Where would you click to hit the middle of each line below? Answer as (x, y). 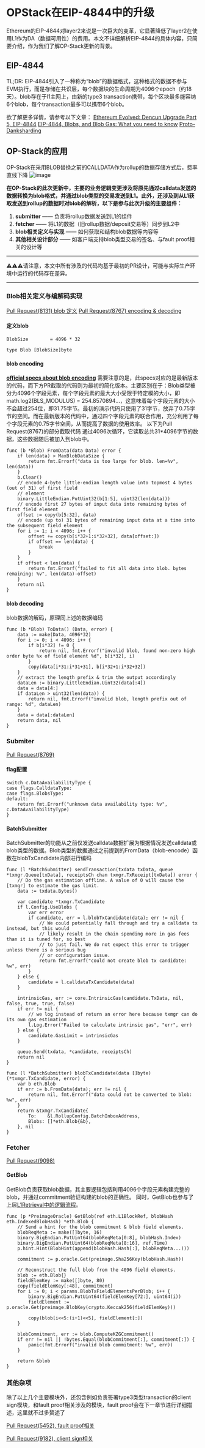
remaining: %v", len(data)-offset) (52, 574)
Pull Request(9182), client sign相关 (50, 1438)
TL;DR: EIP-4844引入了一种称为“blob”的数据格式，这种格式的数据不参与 (97, 81)
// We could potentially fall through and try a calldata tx (118, 923)
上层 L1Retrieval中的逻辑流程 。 (44, 1204)
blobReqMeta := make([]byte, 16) (60, 1232)
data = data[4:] (38, 688)
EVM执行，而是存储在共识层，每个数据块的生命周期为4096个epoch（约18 (99, 89)
